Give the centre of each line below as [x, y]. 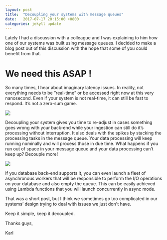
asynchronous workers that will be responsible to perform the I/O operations [84, 179]
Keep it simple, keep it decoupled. [40, 214]
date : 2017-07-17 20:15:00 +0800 [42, 19]
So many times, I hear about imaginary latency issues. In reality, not [74, 88]
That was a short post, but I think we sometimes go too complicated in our [82, 199]
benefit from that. [23, 54]
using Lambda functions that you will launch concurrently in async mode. [80, 189]
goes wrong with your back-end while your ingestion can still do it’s [74, 128]
